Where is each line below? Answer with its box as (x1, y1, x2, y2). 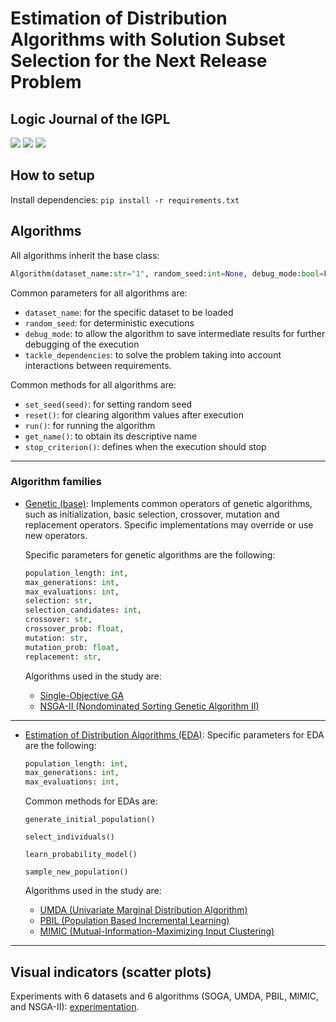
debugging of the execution (24, 338, 140, 350)
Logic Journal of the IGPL (10, 110, 171, 127)
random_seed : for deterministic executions (24, 317, 195, 329)
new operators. (24, 529, 88, 541)
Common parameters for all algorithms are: (10, 287, 188, 299)
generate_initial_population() (24, 815, 156, 825)
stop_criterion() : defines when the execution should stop (24, 440, 267, 452)
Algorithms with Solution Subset (10, 28, 286, 51)
